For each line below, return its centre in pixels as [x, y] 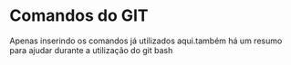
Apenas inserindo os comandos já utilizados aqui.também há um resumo [146, 41]
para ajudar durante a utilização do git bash [91, 50]
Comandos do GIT [79, 16]
